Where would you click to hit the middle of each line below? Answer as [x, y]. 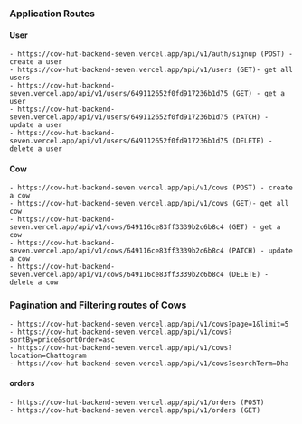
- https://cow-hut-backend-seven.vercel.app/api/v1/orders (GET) [135, 410]
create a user [36, 62]
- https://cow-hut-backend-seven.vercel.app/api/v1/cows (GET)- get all [149, 204]
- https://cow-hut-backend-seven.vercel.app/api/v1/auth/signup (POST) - [151, 54]
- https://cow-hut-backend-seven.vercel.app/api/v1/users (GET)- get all [151, 70]
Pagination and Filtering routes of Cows [98, 305]
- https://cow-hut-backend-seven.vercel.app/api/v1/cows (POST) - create [151, 188]
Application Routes [52, 14]
